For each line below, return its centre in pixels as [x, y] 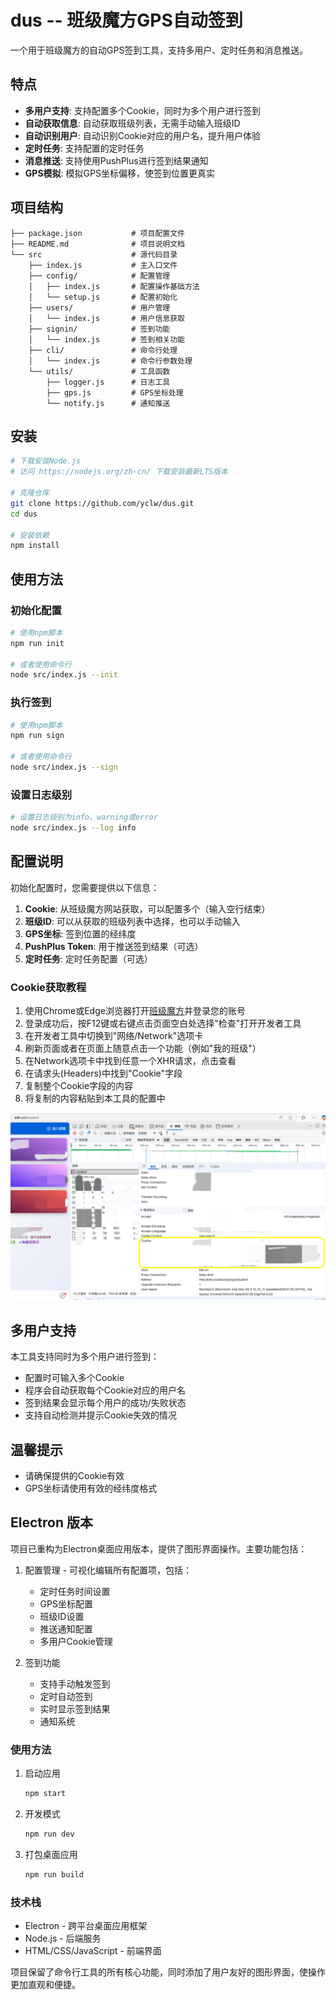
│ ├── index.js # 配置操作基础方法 [114, 286]
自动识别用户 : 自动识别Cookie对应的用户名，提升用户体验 [143, 135]
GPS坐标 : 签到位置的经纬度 [80, 933]
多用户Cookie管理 [76, 1641]
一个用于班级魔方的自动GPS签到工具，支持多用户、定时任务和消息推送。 [159, 50]
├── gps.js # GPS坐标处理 [115, 392]
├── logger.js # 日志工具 [108, 382]
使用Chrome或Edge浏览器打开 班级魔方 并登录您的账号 [135, 1011]
